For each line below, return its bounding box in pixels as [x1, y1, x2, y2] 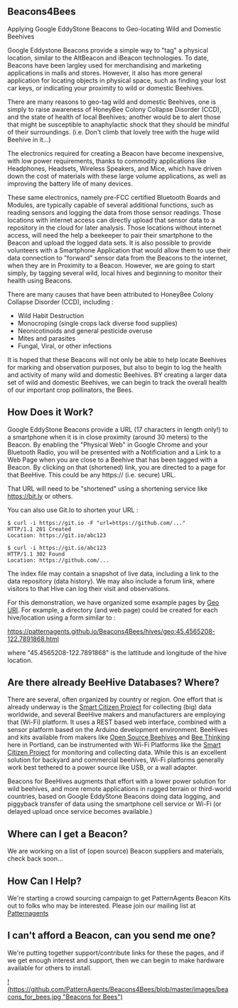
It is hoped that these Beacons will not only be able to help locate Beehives [7, 355, 227, 364]
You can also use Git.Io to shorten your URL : [7, 505, 139, 514]
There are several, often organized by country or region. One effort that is [7, 695, 223, 704]
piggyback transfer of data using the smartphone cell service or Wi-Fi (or [7, 800, 222, 808]
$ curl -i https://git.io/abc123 [7, 544, 107, 551]
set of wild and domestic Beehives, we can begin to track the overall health [7, 378, 227, 386]
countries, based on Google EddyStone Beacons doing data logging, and [7, 792, 221, 801]
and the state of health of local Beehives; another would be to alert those [7, 112, 221, 121]
